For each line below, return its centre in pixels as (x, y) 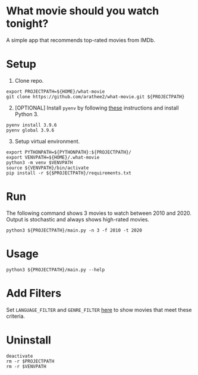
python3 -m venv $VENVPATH (40, 162)
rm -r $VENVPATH (26, 366)
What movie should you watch (83, 11)
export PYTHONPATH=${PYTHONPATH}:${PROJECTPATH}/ (69, 152)
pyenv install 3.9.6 (32, 125)
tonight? (27, 24)
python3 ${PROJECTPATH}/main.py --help (56, 270)
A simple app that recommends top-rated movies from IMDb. (81, 40)
